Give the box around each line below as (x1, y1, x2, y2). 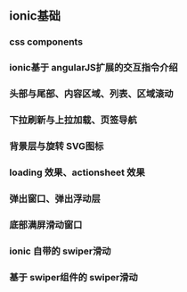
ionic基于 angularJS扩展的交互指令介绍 (9, 62, 178, 74)
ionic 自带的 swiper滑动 (9, 245, 111, 257)
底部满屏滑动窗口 (9, 218, 83, 230)
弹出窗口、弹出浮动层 (9, 192, 101, 204)
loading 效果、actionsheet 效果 (9, 166, 145, 179)
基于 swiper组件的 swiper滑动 (9, 271, 138, 283)
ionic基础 (9, 8, 61, 24)
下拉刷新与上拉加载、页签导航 (9, 114, 138, 127)
